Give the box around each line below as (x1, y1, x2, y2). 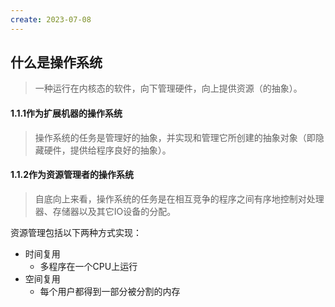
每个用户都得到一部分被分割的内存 (39, 285, 181, 297)
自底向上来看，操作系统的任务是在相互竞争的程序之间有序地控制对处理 (34, 192, 325, 205)
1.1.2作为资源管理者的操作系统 (10, 169, 134, 181)
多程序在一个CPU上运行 (39, 260, 138, 272)
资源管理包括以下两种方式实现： (10, 226, 142, 238)
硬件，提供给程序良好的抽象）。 (43, 144, 172, 156)
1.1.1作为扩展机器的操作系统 (10, 107, 123, 120)
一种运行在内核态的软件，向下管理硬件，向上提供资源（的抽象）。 (34, 82, 303, 95)
